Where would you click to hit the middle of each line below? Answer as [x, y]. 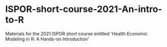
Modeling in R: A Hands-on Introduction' [47, 39]
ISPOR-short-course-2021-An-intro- [84, 9]
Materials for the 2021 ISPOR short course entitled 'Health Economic [76, 33]
